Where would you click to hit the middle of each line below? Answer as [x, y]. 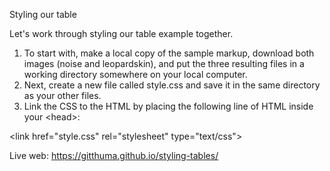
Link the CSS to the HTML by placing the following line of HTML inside [168, 106]
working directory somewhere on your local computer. [135, 74]
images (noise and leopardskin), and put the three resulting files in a [164, 63]
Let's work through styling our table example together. [121, 33]
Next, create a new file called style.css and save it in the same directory [172, 85]
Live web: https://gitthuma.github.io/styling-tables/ [114, 155]
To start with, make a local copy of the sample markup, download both [169, 53]
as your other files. [62, 95]
